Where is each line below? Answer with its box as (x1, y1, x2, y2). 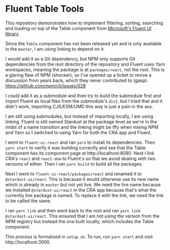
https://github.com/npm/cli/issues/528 (5, 82, 86, 89)
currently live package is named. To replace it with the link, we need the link (5, 192, 164, 198)
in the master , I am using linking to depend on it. (5, 46, 105, 52)
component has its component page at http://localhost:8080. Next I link (5, 150, 155, 156)
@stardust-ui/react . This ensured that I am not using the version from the (5, 213, 160, 219)
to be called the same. (5, 198, 52, 204)
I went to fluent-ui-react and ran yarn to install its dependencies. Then (5, 139, 156, 145)
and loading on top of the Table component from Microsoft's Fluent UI (5, 25, 152, 31)
